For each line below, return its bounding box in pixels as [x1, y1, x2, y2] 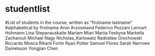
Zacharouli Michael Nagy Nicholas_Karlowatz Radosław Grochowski [5, 35, 142, 41]
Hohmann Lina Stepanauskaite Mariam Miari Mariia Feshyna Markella [5, 30, 144, 36]
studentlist [5, 3, 50, 15]
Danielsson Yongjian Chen [5, 45, 58, 51]
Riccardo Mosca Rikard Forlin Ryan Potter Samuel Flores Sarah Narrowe [5, 40, 150, 46]
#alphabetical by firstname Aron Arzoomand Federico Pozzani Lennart [5, 24, 147, 30]
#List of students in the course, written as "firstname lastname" [5, 19, 133, 25]
